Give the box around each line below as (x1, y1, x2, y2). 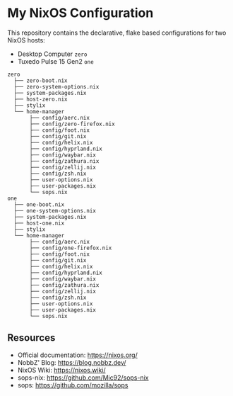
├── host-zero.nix (13, 96, 68, 103)
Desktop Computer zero (17, 50, 88, 58)
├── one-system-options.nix (13, 207, 97, 214)
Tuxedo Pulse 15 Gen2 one (17, 57, 94, 65)
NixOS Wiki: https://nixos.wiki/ (17, 366, 106, 374)
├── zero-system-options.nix (13, 83, 100, 90)
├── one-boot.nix (13, 200, 65, 208)
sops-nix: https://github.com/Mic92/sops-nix (17, 373, 149, 382)
